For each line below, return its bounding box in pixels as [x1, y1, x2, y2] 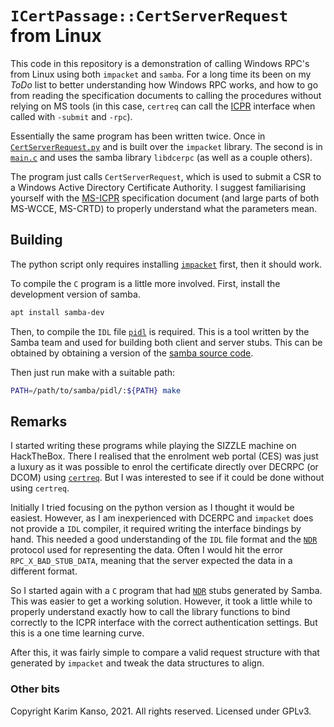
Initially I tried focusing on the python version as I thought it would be [10, 502, 295, 514]
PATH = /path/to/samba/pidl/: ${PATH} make [10, 385, 182, 396]
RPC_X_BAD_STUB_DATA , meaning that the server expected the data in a [10, 555, 293, 567]
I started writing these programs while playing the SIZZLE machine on [10, 440, 297, 452]
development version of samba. [10, 288, 141, 300]
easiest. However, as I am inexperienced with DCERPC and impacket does [10, 512, 314, 524]
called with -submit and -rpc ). [10, 110, 133, 122]
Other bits [10, 682, 60, 696]
